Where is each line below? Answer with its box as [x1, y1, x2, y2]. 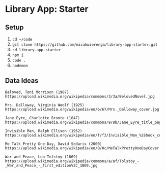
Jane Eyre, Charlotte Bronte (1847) [5, 115, 80, 120]
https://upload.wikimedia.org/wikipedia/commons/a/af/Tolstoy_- [5, 159, 139, 164]
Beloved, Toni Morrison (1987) [5, 90, 69, 95]
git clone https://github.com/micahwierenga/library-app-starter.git [12, 42, 158, 47]
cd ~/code [12, 37, 33, 42]
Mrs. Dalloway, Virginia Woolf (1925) [5, 103, 84, 107]
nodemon [12, 63, 28, 68]
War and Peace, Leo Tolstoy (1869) [5, 154, 78, 159]
